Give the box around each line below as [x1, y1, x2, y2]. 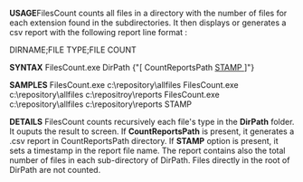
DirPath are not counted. [9, 165, 101, 175]
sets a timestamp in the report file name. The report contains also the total [9, 145, 286, 156]
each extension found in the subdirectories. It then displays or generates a [9, 17, 287, 28]
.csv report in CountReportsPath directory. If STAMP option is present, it [9, 136, 279, 146]
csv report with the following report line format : [9, 27, 188, 37]
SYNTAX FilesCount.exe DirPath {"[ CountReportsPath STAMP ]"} [9, 62, 255, 72]
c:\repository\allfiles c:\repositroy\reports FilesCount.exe [9, 90, 220, 100]
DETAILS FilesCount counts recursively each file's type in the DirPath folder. [9, 117, 295, 127]
